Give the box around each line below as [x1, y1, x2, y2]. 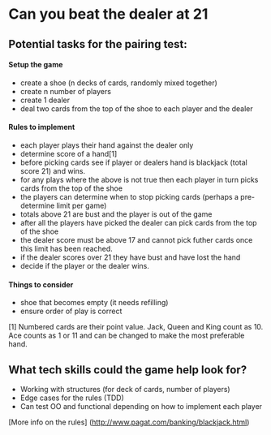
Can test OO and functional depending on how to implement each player [19, 402, 262, 411]
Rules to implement [8, 123, 75, 132]
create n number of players [19, 86, 112, 96]
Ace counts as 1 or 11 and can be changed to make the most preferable [8, 330, 245, 341]
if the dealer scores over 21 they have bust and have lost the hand [19, 252, 241, 262]
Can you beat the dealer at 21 [8, 5, 209, 24]
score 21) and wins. [19, 166, 86, 175]
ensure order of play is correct [19, 306, 123, 317]
